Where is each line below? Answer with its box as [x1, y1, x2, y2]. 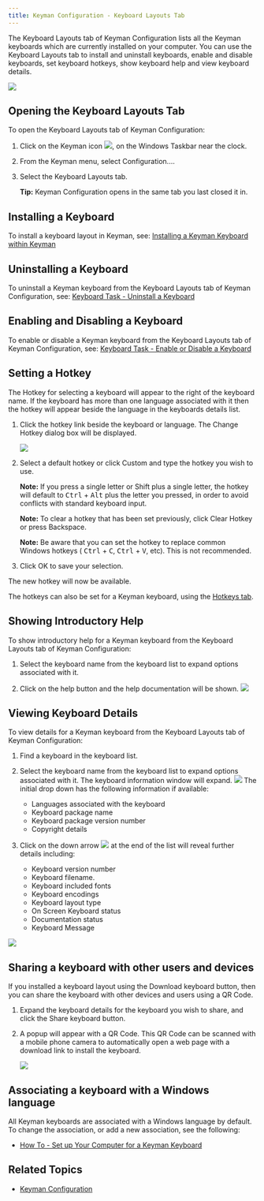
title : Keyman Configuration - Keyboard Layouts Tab [8, 11, 185, 20]
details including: [19, 849, 76, 859]
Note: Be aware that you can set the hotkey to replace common [19, 537, 226, 546]
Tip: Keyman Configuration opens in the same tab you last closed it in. [19, 187, 248, 197]
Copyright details [31, 825, 87, 834]
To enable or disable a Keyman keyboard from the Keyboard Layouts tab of [8, 335, 252, 345]
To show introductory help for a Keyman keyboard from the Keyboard [8, 636, 234, 645]
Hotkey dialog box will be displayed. [19, 427, 137, 438]
